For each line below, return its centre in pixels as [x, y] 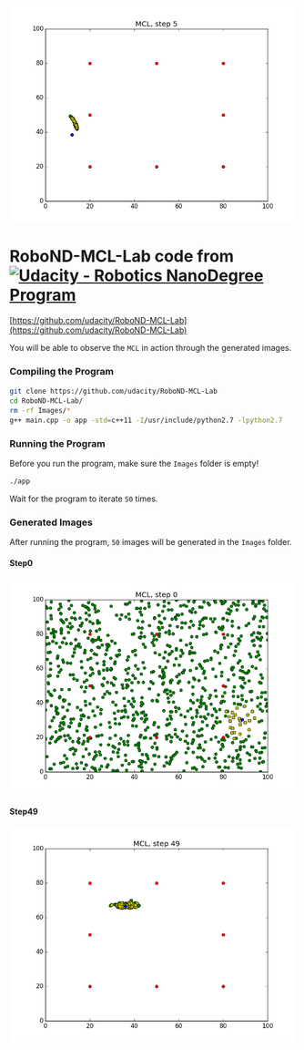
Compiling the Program [62, 371]
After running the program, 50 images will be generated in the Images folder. [151, 542]
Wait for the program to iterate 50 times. [84, 499]
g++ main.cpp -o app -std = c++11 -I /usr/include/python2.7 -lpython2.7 [146, 420]
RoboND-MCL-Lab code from [122, 257]
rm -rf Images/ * [40, 410]
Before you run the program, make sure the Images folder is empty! [134, 464]
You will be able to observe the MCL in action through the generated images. [151, 347]
